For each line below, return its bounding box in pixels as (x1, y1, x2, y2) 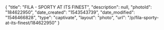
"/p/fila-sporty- (127, 15, 159, 20)
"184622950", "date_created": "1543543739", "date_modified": (5, 9, 135, 15)
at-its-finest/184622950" (5, 20, 56, 26)
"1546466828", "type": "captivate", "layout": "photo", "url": (5, 15, 126, 20)
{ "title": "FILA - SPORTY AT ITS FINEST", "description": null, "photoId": (5, 4, 152, 10)
